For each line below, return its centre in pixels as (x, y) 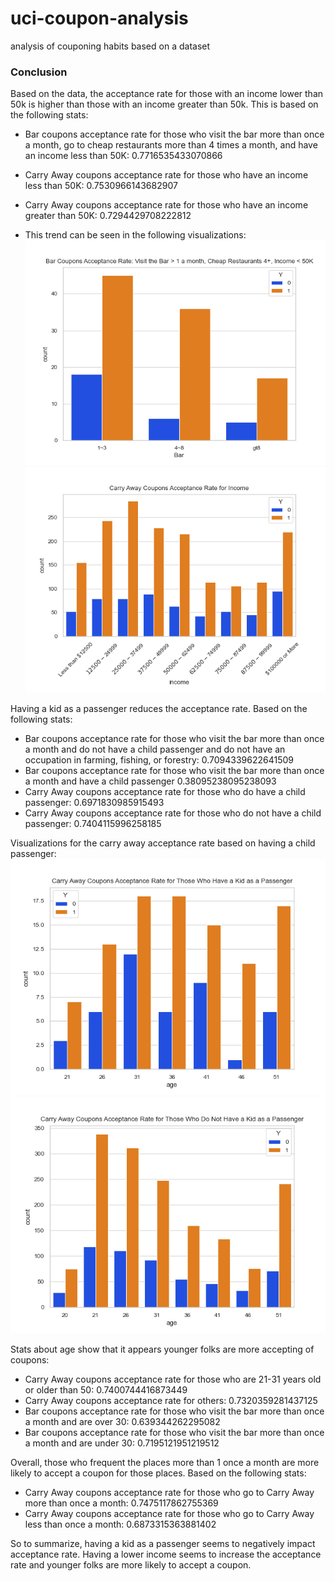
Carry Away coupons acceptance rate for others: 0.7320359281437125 (171, 1400)
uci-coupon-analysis (99, 18)
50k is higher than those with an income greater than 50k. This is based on (164, 104)
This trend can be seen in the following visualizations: (135, 235)
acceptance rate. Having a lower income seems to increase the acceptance (166, 1554)
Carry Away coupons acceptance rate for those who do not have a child (173, 813)
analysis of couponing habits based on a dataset (110, 46)
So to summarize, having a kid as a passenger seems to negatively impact (163, 1543)
